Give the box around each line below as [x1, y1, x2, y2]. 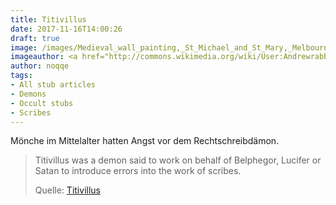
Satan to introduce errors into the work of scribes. [34, 165, 242, 177]
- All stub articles [10, 80, 97, 90]
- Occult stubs [10, 98, 74, 108]
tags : [10, 71, 33, 81]
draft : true [10, 33, 60, 43]
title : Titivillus [10, 14, 87, 25]
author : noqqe [10, 61, 70, 71]
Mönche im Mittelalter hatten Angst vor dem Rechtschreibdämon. [10, 135, 280, 147]
